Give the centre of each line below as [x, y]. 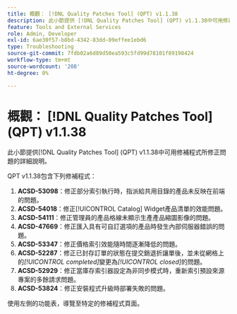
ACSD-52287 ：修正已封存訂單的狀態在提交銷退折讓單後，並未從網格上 [121, 253]
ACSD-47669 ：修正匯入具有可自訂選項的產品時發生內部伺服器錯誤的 [118, 226]
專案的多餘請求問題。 [48, 279]
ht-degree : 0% [28, 73]
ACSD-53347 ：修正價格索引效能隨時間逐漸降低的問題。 [99, 244]
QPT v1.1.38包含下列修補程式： [52, 176]
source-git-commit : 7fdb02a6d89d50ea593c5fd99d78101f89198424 [101, 54]
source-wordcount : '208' [44, 66]
